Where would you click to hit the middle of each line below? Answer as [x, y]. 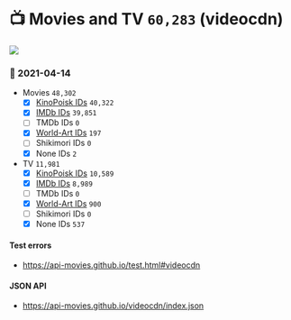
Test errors [31, 245]
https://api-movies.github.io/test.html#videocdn [111, 265]
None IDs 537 [60, 224]
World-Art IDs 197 [68, 133]
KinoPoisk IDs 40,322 [75, 103]
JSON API [28, 286]
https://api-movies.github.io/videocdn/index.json [113, 306]
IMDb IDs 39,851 [66, 113]
